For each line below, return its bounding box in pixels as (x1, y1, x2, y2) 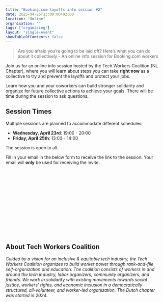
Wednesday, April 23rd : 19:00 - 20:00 (12, 130, 91, 136)
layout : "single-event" (5, 30, 54, 35)
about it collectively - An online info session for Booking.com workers (17, 53, 159, 59)
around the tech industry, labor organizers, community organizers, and (5, 271, 150, 277)
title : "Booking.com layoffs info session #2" (5, 7, 103, 12)
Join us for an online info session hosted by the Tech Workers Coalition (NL (5, 62, 159, 69)
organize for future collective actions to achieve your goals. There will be (5, 88, 153, 94)
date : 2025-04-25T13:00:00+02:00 (5, 12, 74, 17)
